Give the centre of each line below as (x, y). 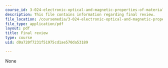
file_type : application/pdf (34, 24)
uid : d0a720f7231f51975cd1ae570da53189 (47, 42)
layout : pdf (17, 28)
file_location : (21, 19)
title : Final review (27, 33)
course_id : (16, 10)
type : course (19, 38)
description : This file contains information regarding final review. (80, 14)
